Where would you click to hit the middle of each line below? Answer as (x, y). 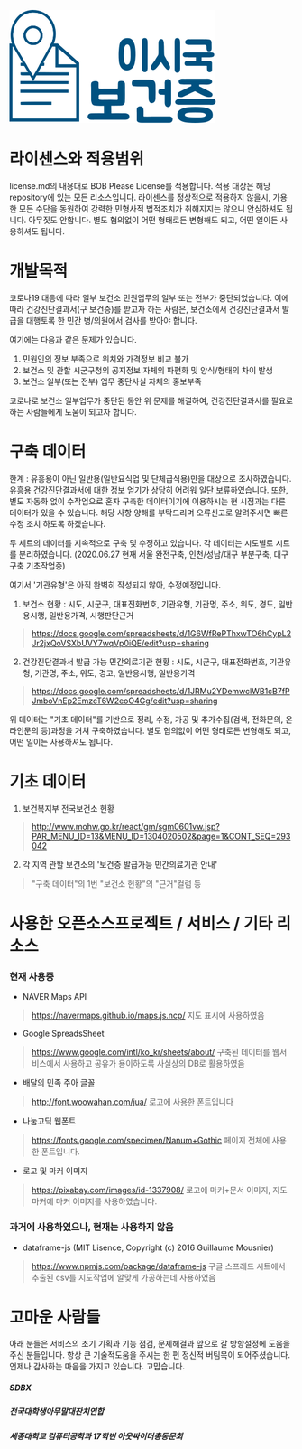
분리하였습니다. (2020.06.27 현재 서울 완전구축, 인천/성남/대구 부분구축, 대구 (154, 554)
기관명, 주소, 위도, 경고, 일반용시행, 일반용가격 (115, 673)
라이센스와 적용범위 (77, 160)
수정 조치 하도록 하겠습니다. (58, 523)
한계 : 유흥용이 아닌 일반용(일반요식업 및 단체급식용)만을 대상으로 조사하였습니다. (151, 478)
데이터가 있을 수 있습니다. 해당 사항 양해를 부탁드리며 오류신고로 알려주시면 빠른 (149, 513)
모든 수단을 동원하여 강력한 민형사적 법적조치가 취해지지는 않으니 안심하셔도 (151, 208)
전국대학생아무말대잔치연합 (57, 1412)
